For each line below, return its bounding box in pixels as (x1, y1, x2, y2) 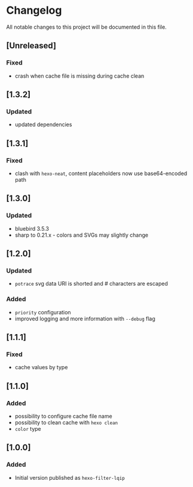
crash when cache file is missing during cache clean (14, 72, 145, 79)
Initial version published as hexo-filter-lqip (14, 474, 125, 481)
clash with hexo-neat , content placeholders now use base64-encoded (14, 170, 188, 177)
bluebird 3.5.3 (14, 225, 50, 232)
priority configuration (14, 308, 71, 316)
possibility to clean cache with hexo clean (14, 419, 118, 426)
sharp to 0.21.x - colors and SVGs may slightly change (14, 231, 148, 238)
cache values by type (14, 364, 68, 371)
